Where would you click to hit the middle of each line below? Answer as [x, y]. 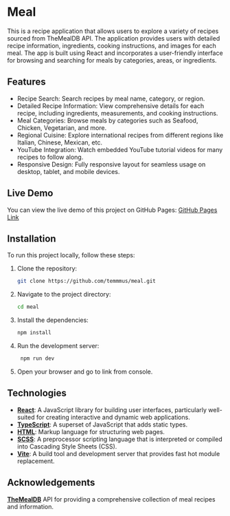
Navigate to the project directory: [64, 294]
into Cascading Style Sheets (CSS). [67, 446]
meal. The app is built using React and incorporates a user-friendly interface [115, 53]
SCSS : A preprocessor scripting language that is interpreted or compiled [119, 439]
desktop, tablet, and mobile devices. [68, 171]
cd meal [28, 307]
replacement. [36, 461]
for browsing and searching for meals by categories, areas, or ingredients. [112, 60]
